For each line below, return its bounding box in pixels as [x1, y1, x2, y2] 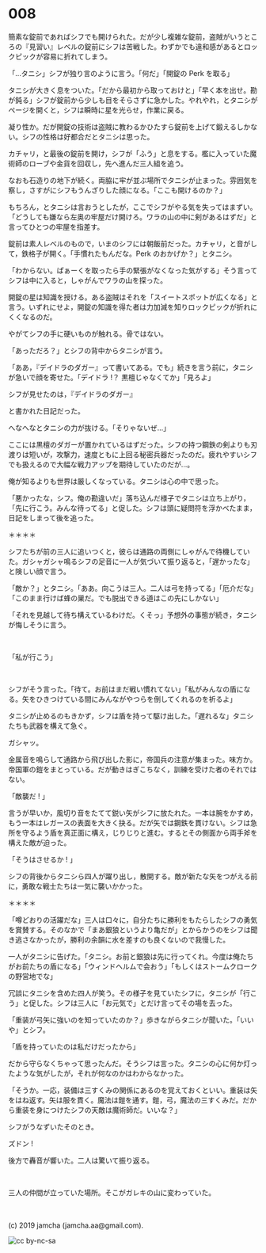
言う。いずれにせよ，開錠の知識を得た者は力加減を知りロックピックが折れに [8, 302, 258, 311]
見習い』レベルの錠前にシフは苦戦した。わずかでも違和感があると [28, 41, 244, 51]
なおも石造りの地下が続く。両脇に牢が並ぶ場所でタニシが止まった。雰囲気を [8, 175, 258, 185]
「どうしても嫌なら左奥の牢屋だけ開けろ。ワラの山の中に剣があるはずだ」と [8, 211, 257, 222]
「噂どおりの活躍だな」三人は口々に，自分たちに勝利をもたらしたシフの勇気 [8, 915, 258, 924]
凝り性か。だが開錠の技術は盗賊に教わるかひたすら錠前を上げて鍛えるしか [8, 122, 251, 131]
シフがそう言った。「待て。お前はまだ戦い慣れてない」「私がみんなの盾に [8, 684, 244, 694]
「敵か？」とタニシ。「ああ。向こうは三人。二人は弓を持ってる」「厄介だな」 [8, 583, 258, 592]
